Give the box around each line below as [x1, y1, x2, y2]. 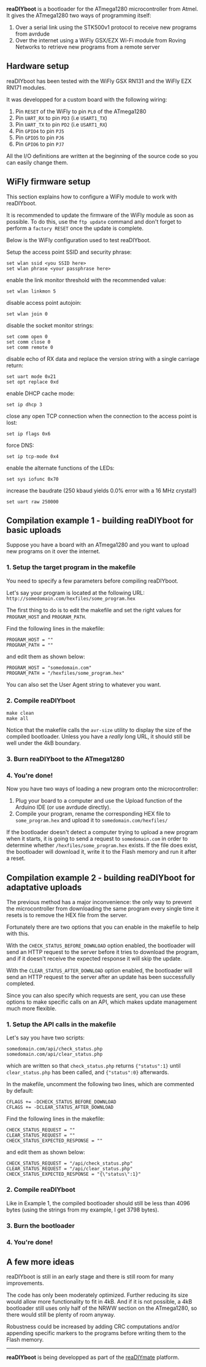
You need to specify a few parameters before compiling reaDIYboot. [6, 577, 179, 585]
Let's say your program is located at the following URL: [6, 589, 145, 596]
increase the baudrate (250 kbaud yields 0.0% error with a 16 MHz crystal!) [6, 487, 197, 494]
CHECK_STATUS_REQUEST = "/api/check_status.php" [6, 1160, 133, 1167]
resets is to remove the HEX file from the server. [6, 912, 128, 919]
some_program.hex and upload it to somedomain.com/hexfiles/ [15, 817, 168, 824]
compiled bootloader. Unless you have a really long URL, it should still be [6, 733, 191, 740]
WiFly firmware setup [6, 176, 91, 187]
